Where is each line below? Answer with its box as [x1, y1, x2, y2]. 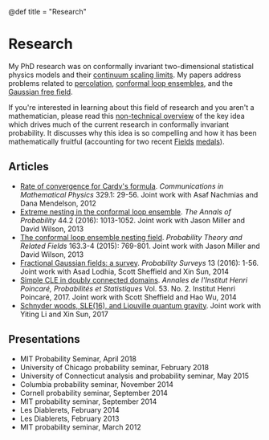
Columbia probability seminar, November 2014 [19, 379, 174, 389]
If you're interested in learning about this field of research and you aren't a [8, 102, 255, 112]
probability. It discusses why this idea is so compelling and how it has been [8, 128, 257, 137]
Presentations [8, 332, 80, 346]
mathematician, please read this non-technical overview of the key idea [8, 111, 245, 120]
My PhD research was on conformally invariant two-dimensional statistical [8, 61, 255, 71]
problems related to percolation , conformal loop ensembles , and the [8, 78, 233, 88]
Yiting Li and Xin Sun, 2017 [19, 309, 108, 319]
